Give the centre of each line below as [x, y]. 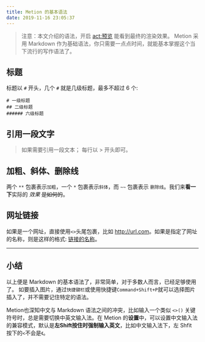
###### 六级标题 [25, 114]
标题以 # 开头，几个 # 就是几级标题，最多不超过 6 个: [72, 88]
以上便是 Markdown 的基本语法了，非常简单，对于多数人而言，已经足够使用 [101, 282]
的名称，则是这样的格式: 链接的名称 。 [53, 239]
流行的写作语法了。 [51, 51]
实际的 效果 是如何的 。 [40, 194]
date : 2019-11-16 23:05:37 [41, 18]
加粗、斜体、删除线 [42, 171]
